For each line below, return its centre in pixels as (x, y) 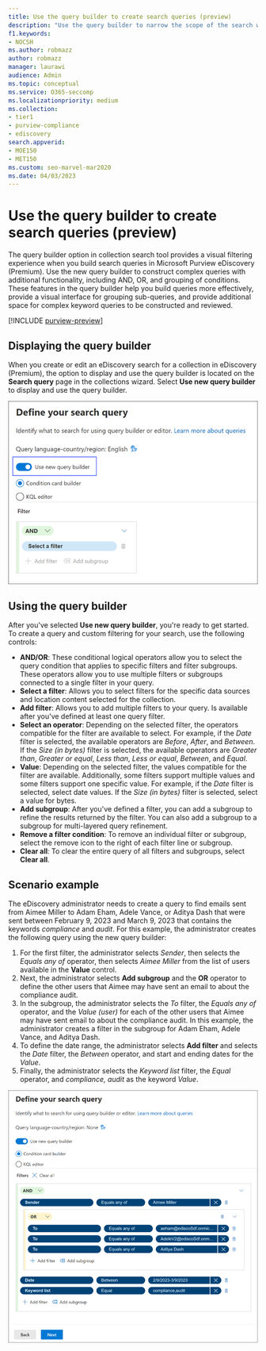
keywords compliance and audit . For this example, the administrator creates (132, 929)
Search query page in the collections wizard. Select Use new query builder (132, 382)
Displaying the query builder (80, 345)
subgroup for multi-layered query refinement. (94, 826)
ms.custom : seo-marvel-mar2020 (60, 167)
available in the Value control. (68, 970)
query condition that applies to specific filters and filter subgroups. (129, 666)
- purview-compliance (44, 126)
